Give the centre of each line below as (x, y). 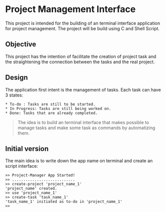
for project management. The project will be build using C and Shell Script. (82, 28)
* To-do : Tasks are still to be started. (50, 104)
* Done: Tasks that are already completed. (52, 113)
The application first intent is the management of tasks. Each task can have (83, 89)
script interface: (22, 166)
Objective (21, 44)
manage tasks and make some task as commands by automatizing (86, 128)
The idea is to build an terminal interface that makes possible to (83, 122)
